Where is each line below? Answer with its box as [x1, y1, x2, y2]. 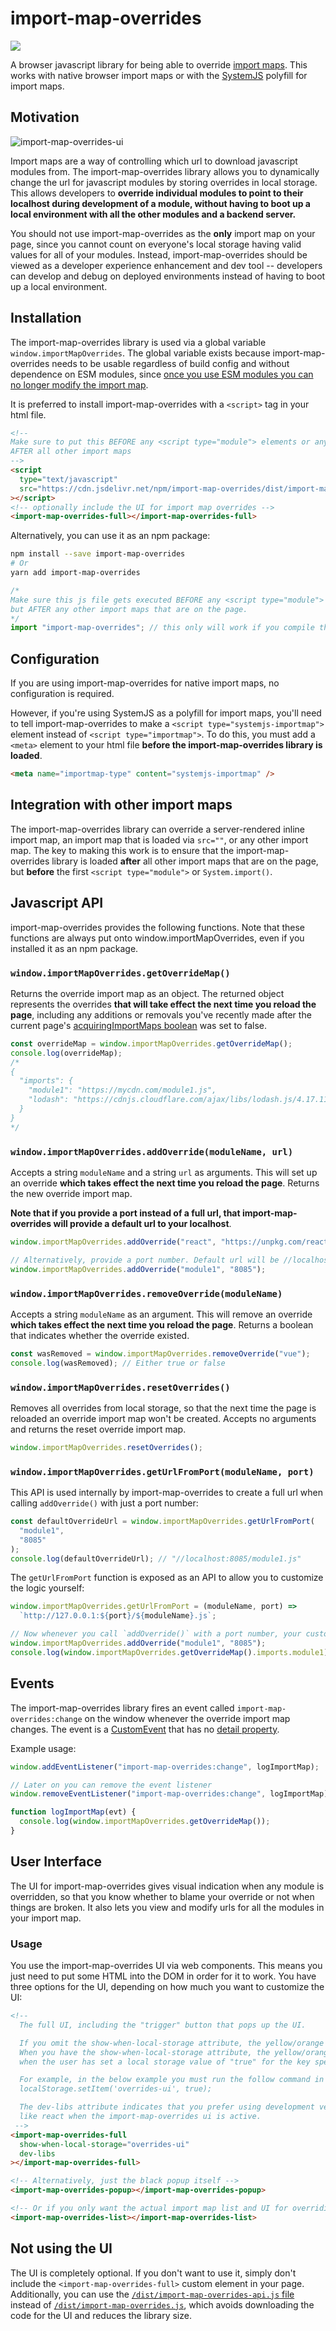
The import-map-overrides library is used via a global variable [10, 336, 267, 348]
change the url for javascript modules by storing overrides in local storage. [10, 176, 318, 188]
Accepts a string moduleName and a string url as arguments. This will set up [10, 1166, 318, 1178]
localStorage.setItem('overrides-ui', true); [19, 2084, 213, 2094]
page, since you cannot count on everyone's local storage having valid [10, 238, 302, 250]
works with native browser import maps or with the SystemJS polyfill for [10, 69, 308, 81]
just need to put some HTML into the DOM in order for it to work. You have [10, 1970, 317, 1982]
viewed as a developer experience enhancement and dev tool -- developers [10, 259, 323, 271]
